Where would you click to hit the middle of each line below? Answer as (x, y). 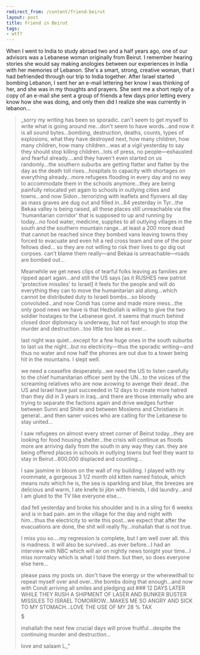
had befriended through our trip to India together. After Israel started (90, 77)
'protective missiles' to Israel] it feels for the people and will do (98, 284)
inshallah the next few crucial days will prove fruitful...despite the (101, 628)
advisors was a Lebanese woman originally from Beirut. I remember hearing (99, 57)
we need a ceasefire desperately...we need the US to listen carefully (105, 371)
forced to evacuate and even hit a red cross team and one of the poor (106, 241)
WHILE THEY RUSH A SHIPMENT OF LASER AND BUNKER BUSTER (104, 595)
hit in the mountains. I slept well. (60, 359)
